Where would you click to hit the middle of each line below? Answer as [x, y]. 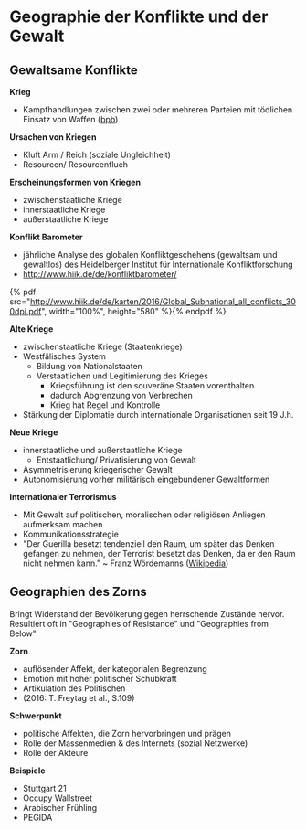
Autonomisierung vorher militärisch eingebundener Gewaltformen [146, 479]
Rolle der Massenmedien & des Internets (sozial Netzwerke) [135, 743]
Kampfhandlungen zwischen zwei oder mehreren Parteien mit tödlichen [158, 110]
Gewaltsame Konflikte [74, 70]
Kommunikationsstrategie [70, 534]
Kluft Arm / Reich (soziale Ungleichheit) [97, 154]
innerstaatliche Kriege [64, 209]
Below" [23, 633]
